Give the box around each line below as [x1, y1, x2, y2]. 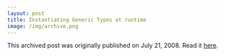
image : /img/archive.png [7, 23, 79, 29]
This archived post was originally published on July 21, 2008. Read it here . [7, 42, 219, 50]
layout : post [7, 10, 45, 17]
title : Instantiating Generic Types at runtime [7, 16, 147, 23]
